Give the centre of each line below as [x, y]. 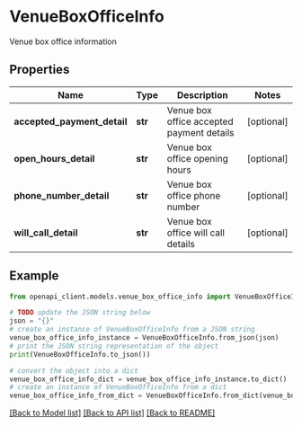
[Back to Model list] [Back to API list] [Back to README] [112, 413]
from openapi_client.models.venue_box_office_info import [120, 297]
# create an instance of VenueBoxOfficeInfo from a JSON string [132, 330]
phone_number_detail [62, 195]
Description [202, 94]
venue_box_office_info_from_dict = [76, 396]
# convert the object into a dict [74, 370]
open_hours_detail [54, 158]
